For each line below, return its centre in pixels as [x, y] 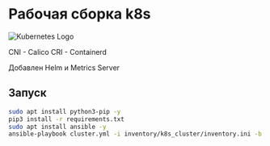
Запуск [27, 93]
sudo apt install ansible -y [57, 127]
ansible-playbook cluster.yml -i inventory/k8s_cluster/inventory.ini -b [135, 134]
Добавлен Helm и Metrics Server [64, 67]
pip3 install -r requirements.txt [67, 119]
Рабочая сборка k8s [80, 14]
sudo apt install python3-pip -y [65, 111]
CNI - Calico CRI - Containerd [58, 52]
